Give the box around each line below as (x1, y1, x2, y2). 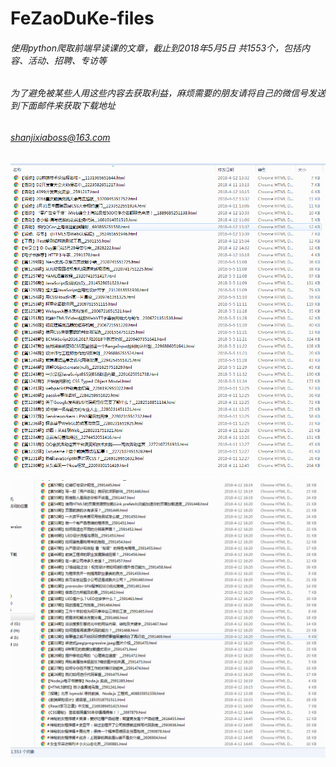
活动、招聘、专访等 (27, 54, 107, 66)
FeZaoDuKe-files (10, 7, 155, 30)
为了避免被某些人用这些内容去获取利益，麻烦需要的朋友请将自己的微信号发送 (10, 87, 326, 99)
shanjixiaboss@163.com (10, 132, 111, 143)
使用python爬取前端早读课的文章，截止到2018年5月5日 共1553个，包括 (10, 42, 302, 54)
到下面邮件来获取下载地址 (10, 100, 116, 112)
